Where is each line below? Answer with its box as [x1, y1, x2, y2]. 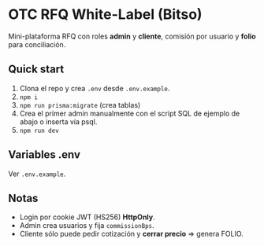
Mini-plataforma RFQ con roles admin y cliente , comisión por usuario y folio [8, 31, 256, 41]
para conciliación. [8, 39, 66, 49]
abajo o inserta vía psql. [19, 116, 98, 127]
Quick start [8, 63, 65, 76]
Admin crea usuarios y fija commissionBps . [19, 221, 155, 230]
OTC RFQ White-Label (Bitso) [8, 6, 203, 24]
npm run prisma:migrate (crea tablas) [19, 100, 141, 109]
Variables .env [8, 148, 81, 162]
